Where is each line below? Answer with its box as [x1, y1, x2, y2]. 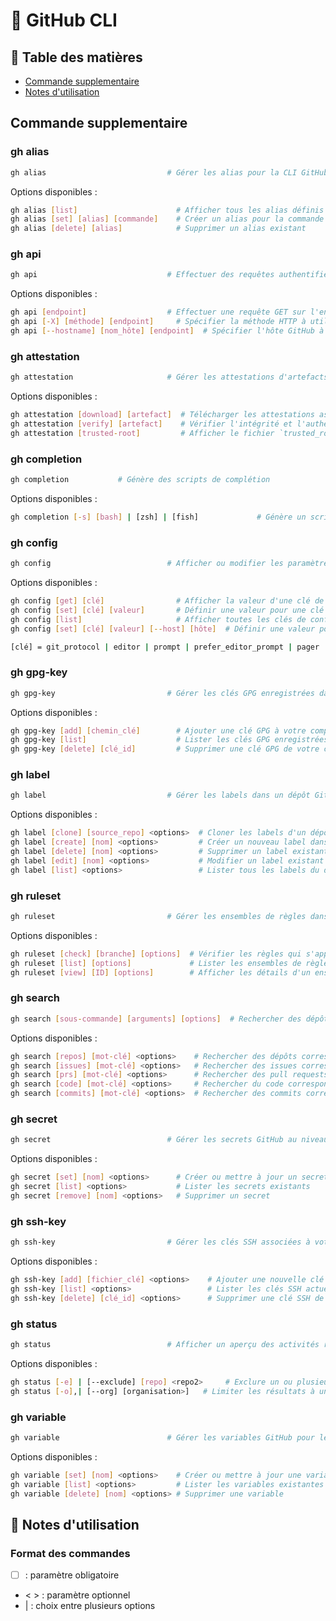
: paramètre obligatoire [24, 1569, 120, 1581]
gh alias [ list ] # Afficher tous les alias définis [10, 205, 325, 215]
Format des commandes [10, 1546, 131, 1560]
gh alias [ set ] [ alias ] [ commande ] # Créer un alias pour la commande [10, 214, 325, 224]
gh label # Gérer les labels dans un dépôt [10, 790, 311, 801]
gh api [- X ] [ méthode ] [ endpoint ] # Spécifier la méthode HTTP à [10, 317, 307, 327]
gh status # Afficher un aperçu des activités [10, 1339, 320, 1349]
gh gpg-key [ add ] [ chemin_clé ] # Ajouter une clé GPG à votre [10, 725, 307, 736]
